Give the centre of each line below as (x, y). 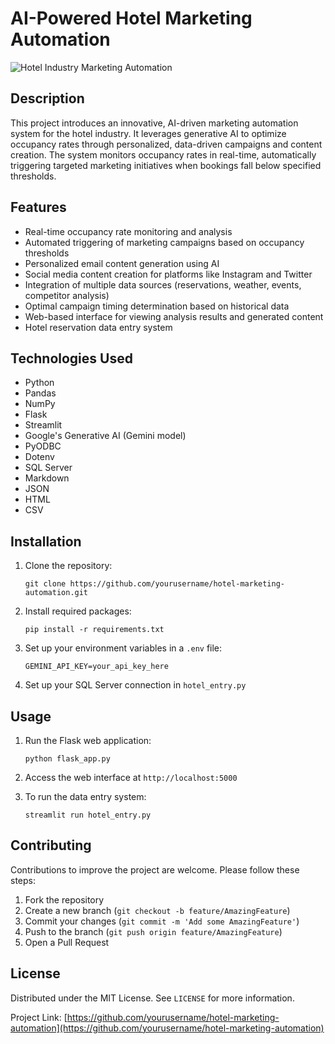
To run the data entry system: (85, 796)
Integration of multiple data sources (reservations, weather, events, (163, 284)
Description (47, 98)
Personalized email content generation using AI (122, 263)
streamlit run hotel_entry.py (88, 815)
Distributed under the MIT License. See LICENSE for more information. (152, 998)
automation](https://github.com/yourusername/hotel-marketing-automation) (167, 1028)
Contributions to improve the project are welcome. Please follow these (155, 869)
